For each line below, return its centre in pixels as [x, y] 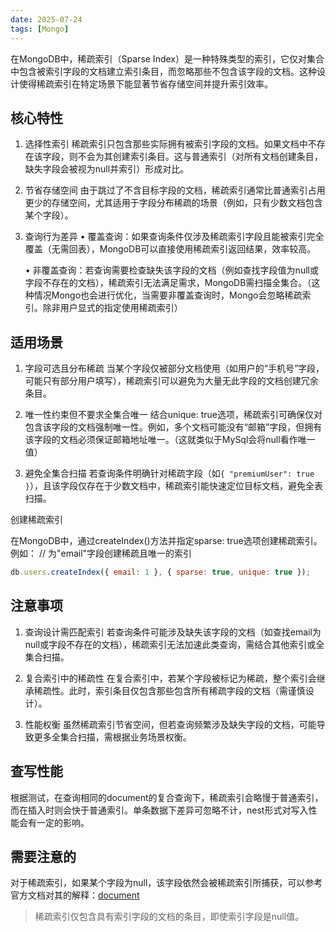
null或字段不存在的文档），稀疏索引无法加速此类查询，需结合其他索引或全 [174, 644]
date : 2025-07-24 [46, 19]
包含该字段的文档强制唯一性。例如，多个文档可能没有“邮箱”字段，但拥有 [173, 427]
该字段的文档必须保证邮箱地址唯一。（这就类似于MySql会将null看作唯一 [170, 440]
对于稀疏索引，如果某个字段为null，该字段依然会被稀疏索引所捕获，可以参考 [166, 883]
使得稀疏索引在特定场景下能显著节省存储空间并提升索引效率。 [145, 83]
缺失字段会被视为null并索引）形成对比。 [107, 169]
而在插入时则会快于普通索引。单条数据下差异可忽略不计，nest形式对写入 [159, 810]
